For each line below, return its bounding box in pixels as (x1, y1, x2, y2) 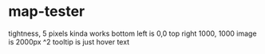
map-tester (8, 2, 85, 21)
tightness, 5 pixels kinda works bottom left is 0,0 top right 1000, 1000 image (8, 29, 257, 38)
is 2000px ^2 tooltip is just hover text (8, 37, 130, 46)
